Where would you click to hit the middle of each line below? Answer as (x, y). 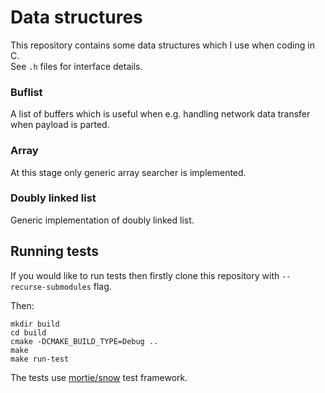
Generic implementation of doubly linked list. (102, 220)
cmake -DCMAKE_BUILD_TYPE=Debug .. (84, 341)
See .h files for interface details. (76, 66)
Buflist (26, 92)
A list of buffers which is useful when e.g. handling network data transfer (160, 114)
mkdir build (35, 324)
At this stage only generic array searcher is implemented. (128, 172)
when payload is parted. (60, 125)
